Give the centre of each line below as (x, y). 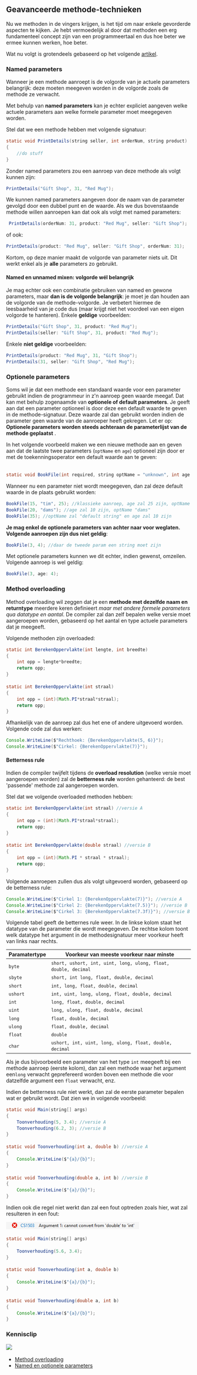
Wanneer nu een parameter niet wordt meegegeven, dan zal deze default (94, 486)
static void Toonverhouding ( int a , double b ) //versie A (77, 1147)
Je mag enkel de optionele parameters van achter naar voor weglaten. (93, 527)
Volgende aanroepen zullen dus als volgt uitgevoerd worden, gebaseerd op (97, 881)
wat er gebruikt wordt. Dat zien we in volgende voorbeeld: (76, 1098)
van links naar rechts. (32, 941)
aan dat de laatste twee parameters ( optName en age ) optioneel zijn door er (95, 451)
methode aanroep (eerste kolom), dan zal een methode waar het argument (96, 1068)
